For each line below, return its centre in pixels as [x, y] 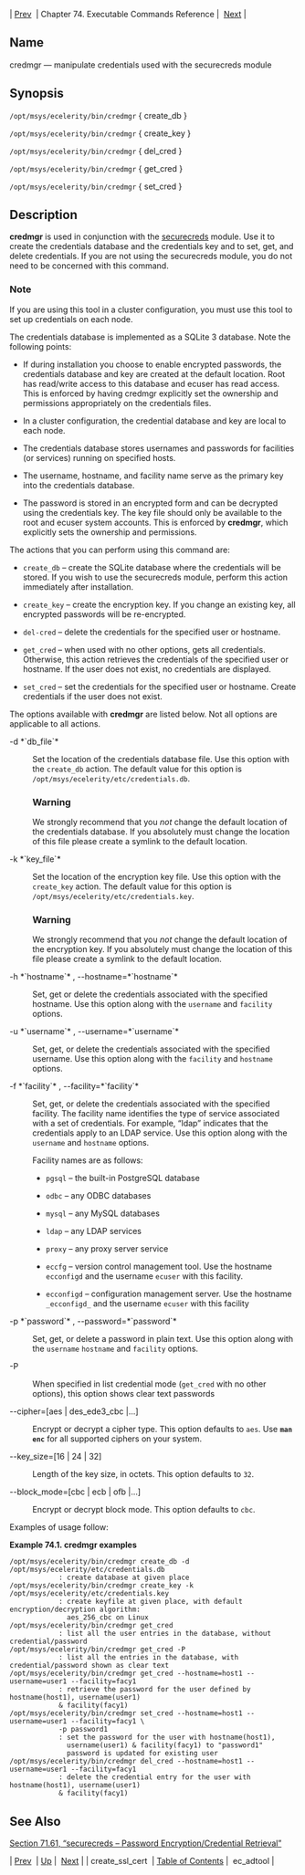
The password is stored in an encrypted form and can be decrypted [150, 503]
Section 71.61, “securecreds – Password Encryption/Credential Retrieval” [146, 1843]
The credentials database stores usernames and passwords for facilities [158, 448]
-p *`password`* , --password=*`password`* [93, 1321]
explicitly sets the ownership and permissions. [110, 532]
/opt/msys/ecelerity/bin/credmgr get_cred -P [97, 1650]
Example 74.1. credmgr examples [73, 1545]
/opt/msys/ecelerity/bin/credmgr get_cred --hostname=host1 [126, 1674]
